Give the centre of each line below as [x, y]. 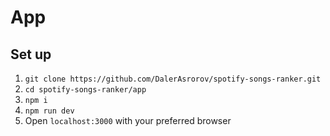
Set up [31, 54]
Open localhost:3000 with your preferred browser [128, 120]
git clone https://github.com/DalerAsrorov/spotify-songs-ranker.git [173, 79]
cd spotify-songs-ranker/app [85, 90]
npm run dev [49, 111]
